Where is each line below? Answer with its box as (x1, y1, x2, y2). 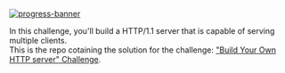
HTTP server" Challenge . (9, 54, 102, 64)
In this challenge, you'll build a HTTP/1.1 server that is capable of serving (9, 26, 275, 36)
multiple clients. (9, 36, 68, 45)
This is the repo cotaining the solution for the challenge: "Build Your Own (9, 45, 276, 55)
